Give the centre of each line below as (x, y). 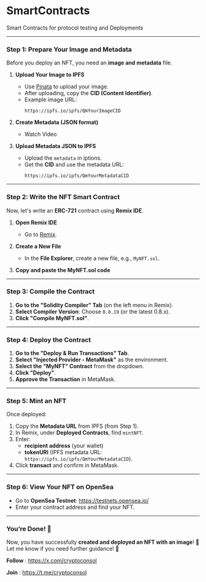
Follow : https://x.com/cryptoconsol (51, 560)
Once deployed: (27, 414)
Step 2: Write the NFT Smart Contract (63, 197)
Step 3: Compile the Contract (51, 291)
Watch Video (40, 134)
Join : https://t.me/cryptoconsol (47, 573)
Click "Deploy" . (36, 373)
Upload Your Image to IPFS (50, 75)
